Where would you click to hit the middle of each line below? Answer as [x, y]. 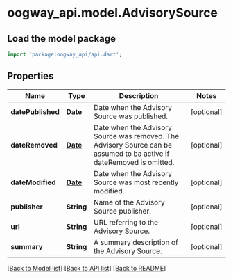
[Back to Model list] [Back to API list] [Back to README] [87, 268]
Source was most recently [136, 182]
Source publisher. [122, 211]
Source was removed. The [136, 136]
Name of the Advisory [129, 202]
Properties [31, 76]
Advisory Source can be [132, 145]
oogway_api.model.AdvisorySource [113, 13]
